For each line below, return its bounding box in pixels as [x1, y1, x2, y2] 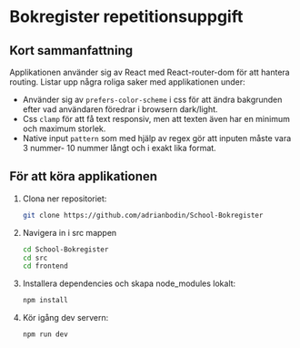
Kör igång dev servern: [22, 312, 109, 323]
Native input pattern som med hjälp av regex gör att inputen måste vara [22, 133, 292, 143]
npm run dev [22, 330, 68, 339]
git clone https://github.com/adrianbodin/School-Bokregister [22, 210, 264, 220]
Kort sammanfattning [9, 43, 134, 58]
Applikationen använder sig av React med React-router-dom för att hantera [9, 67, 290, 77]
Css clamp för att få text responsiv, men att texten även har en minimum [22, 114, 291, 124]
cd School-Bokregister [22, 244, 109, 254]
